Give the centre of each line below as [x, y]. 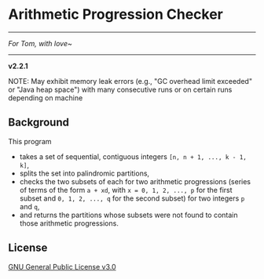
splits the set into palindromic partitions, [84, 173]
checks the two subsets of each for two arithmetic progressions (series [135, 181]
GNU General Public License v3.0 [62, 266]
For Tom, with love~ [40, 43]
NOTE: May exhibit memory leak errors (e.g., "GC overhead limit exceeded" [130, 81]
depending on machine [46, 98]
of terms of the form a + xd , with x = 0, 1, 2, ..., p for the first [126, 190]
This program [30, 141]
